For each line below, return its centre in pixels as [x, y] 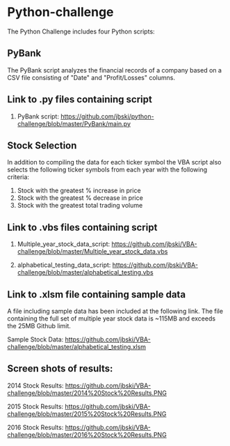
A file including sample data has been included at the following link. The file [115, 311]
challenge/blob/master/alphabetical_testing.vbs [85, 272]
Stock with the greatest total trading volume [80, 206]
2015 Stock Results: [35, 406]
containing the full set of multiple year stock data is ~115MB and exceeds [112, 318]
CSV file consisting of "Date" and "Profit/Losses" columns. [91, 77]
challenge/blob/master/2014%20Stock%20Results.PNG [87, 393]
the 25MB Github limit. [39, 326]
